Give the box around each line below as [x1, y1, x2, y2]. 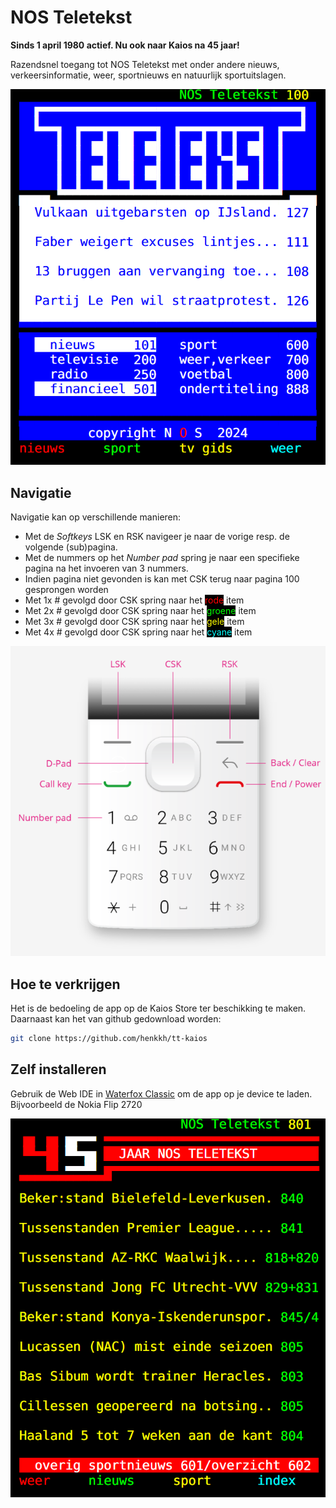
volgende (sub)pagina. [24, 541, 118, 553]
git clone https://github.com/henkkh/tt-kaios [10, 1034, 208, 1044]
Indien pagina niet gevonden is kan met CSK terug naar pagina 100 [24, 573, 300, 585]
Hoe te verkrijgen [10, 976, 121, 993]
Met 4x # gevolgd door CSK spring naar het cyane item [24, 626, 253, 638]
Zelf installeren [10, 1061, 107, 1078]
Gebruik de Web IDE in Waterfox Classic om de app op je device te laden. [10, 1087, 313, 1100]
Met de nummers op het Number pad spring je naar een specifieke [24, 552, 300, 564]
